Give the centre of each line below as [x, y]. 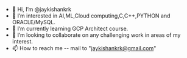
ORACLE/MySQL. [34, 22]
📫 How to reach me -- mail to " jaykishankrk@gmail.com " [84, 48]
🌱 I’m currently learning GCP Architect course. [70, 28]
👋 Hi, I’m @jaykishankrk [42, 9]
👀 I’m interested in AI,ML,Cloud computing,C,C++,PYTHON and [91, 16]
